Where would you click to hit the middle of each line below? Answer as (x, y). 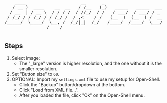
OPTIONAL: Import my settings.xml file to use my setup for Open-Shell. (86, 79)
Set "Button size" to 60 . (35, 74)
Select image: (26, 58)
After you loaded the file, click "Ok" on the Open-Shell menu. (82, 95)
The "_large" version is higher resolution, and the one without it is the (90, 63)
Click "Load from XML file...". (49, 90)
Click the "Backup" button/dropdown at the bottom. (72, 84)
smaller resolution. (38, 68)
